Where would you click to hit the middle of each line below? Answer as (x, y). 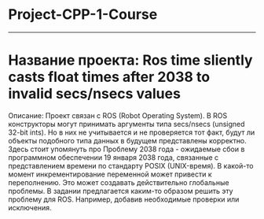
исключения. (30, 207)
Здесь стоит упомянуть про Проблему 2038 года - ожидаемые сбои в (126, 149)
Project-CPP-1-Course (83, 15)
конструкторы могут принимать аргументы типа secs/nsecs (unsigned (126, 124)
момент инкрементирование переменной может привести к (110, 174)
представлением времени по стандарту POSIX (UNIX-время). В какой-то (131, 165)
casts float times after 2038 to (109, 77)
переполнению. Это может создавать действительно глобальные (119, 182)
